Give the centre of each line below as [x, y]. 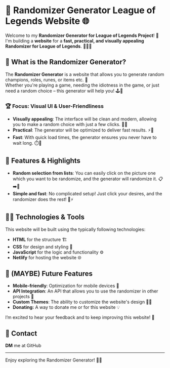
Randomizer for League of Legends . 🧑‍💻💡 [49, 46]
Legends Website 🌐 [47, 21]
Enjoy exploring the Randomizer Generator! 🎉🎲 [54, 360]
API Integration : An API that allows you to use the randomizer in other [85, 291]
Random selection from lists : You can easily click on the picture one [84, 173]
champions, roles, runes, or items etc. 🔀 [47, 79]
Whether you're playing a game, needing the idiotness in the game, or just [82, 85]
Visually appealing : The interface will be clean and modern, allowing [84, 119]
